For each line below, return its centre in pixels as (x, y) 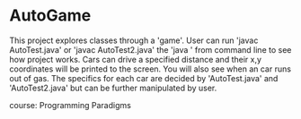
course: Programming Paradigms (71, 105)
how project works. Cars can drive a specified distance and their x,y (136, 59)
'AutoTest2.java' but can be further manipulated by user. (113, 88)
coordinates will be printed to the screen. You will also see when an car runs (150, 69)
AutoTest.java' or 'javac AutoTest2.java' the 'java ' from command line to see (150, 49)
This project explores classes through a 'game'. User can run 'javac (134, 40)
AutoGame (50, 16)
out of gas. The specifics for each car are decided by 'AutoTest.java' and (144, 78)
